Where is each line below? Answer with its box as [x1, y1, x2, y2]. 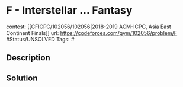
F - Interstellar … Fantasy [6, 4, 133, 17]
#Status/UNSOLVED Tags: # [6, 36, 75, 43]
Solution [6, 73, 38, 83]
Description [6, 53, 50, 63]
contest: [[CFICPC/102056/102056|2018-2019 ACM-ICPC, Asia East [6, 23, 172, 30]
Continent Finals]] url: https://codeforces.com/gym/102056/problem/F [6, 29, 178, 36]
